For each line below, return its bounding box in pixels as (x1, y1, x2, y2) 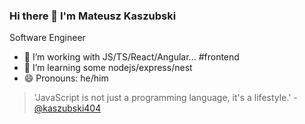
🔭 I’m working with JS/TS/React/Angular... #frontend (23, 51, 240, 63)
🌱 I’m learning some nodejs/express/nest (23, 62, 193, 74)
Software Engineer (9, 32, 86, 44)
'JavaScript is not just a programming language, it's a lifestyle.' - (33, 92, 298, 104)
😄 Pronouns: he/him (23, 72, 109, 84)
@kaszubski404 (33, 102, 102, 114)
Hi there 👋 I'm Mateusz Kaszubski (9, 9, 177, 23)
